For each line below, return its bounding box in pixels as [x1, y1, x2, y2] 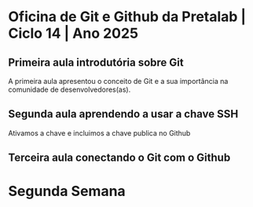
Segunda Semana [8, 183, 126, 200]
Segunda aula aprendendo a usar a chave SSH [8, 107, 239, 121]
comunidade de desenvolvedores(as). [8, 85, 131, 94]
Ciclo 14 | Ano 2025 [8, 24, 139, 42]
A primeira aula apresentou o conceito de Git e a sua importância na [8, 77, 229, 85]
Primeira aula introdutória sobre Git [8, 56, 184, 69]
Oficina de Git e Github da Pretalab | [8, 8, 246, 26]
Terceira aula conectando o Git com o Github [8, 151, 231, 165]
